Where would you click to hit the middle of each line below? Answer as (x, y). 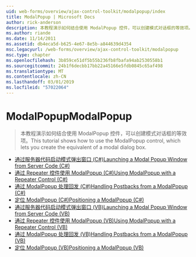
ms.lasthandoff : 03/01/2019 (40, 82)
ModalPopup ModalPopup (69, 117)
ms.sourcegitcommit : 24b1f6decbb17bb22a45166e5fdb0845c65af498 (85, 66)
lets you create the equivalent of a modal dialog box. (83, 147)
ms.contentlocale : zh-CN (36, 77)
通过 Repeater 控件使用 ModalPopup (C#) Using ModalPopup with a (95, 172)
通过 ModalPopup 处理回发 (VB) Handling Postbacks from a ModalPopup (101, 234)
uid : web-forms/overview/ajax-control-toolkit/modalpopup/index (86, 11)
